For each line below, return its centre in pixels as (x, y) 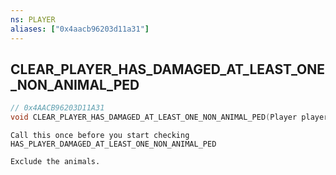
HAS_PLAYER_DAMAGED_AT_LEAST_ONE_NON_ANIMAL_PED (113, 144)
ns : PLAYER (33, 19)
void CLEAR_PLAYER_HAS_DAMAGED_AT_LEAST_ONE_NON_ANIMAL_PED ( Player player (169, 117)
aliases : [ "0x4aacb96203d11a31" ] (80, 29)
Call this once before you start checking (100, 136)
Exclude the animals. (55, 162)
